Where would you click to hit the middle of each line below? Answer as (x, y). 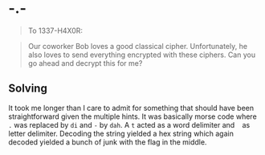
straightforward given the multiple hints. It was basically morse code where (132, 116)
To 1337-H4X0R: (55, 31)
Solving (28, 89)
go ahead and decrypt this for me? (85, 63)
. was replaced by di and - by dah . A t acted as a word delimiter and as (129, 124)
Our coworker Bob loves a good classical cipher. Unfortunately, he (137, 46)
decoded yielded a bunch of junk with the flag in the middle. (108, 142)
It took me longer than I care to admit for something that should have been (131, 108)
